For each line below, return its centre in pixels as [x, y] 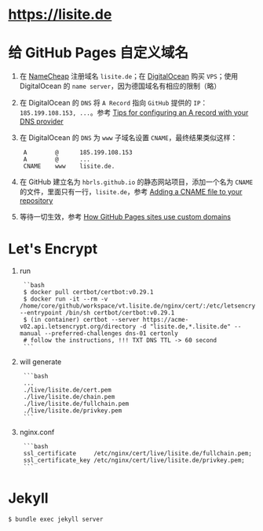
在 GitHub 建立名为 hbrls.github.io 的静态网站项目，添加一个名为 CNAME [136, 182]
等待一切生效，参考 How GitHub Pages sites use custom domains [125, 217]
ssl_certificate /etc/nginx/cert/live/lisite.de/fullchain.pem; [138, 454]
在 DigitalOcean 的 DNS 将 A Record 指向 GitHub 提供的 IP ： [113, 103]
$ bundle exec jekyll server [56, 519]
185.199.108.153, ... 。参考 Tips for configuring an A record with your [134, 112]
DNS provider [42, 122]
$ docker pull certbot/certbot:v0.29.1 [88, 293]
